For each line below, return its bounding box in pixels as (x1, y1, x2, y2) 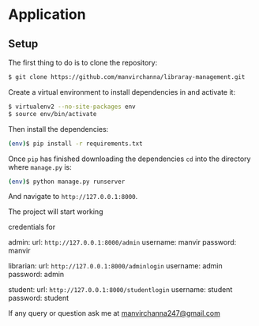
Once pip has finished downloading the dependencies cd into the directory (8, 154, 251, 163)
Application (8, 6, 86, 24)
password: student (8, 294, 69, 303)
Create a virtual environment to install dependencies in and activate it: (8, 87, 235, 96)
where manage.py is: (8, 162, 73, 171)
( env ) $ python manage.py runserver (8, 178, 126, 185)
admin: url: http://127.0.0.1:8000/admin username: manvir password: (8, 238, 237, 247)
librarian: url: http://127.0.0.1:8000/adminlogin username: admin (8, 261, 223, 271)
